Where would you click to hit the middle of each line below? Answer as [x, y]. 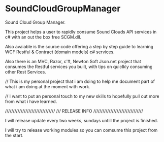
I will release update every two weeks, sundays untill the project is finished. [82, 120]
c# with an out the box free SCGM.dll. [43, 37]
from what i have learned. [31, 101]
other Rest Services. [26, 71]
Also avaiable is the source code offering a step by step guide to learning [79, 46]
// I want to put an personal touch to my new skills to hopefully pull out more [82, 96]
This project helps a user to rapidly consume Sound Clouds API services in [81, 32]
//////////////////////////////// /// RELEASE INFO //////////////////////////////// [74, 111]
